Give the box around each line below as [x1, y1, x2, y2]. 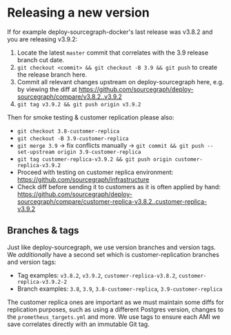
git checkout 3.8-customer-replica [17, 128, 120, 135]
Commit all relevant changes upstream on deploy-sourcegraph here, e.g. [17, 77, 224, 86]
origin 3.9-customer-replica [57, 149, 141, 155]
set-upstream [17, 149, 55, 155]
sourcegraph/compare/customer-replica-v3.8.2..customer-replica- [17, 197, 208, 205]
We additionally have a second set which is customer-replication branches [7, 250, 219, 258]
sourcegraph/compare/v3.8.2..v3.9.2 [17, 92, 123, 101]
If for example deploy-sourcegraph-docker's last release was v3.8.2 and [7, 28, 213, 36]
